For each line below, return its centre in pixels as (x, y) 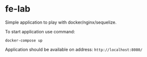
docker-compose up (24, 40)
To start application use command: (40, 31)
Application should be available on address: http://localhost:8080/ (74, 49)
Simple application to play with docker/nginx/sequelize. (61, 22)
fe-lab (18, 9)
